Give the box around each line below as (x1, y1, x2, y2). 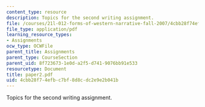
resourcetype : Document (6, 65, 67, 72)
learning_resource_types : (6, 32, 72, 38)
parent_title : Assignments (6, 49, 75, 55)
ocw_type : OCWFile (6, 43, 53, 50)
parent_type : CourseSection (6, 54, 78, 61)
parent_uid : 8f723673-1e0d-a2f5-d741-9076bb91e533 (6, 60, 138, 66)
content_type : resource (6, 9, 67, 15)
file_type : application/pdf (6, 26, 78, 32)
